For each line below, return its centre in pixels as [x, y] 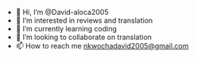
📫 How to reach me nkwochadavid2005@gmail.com [102, 46]
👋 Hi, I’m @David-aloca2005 [62, 12]
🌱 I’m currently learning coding [66, 29]
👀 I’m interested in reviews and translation [84, 20]
